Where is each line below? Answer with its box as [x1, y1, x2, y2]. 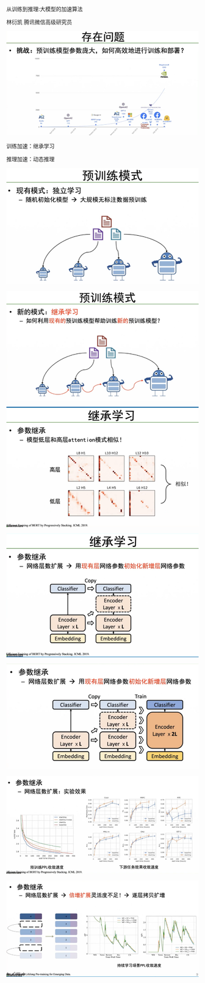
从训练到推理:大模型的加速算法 [6, 6, 84, 12]
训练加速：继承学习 [6, 142, 55, 149]
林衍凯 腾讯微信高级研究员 [6, 18, 72, 26]
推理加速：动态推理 [6, 155, 55, 162]
